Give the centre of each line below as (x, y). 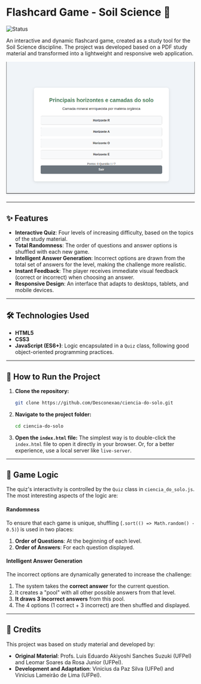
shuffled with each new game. (52, 252)
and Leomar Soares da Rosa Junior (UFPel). (69, 662)
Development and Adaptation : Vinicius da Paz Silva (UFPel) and (95, 668)
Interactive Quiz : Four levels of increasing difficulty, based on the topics (104, 233)
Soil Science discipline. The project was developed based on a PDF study (97, 47)
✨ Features (27, 218)
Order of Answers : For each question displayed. (74, 547)
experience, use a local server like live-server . (73, 450)
